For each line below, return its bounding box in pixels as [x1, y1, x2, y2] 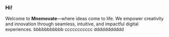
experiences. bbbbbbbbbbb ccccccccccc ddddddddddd [5, 26, 124, 32]
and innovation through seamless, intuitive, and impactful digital [5, 21, 139, 27]
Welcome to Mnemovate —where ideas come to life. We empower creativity [5, 16, 164, 22]
